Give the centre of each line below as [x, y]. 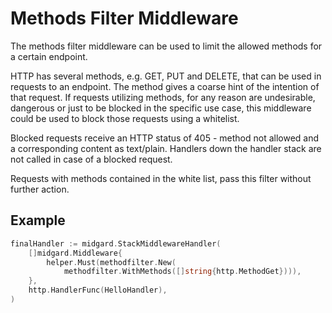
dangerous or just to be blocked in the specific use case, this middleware [161, 108]
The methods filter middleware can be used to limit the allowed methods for [166, 46]
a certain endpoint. [49, 56]
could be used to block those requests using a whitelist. [125, 118]
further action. [40, 189]
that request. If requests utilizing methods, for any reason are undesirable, [163, 97]
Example [38, 220]
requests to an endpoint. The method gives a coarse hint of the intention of [165, 86]
